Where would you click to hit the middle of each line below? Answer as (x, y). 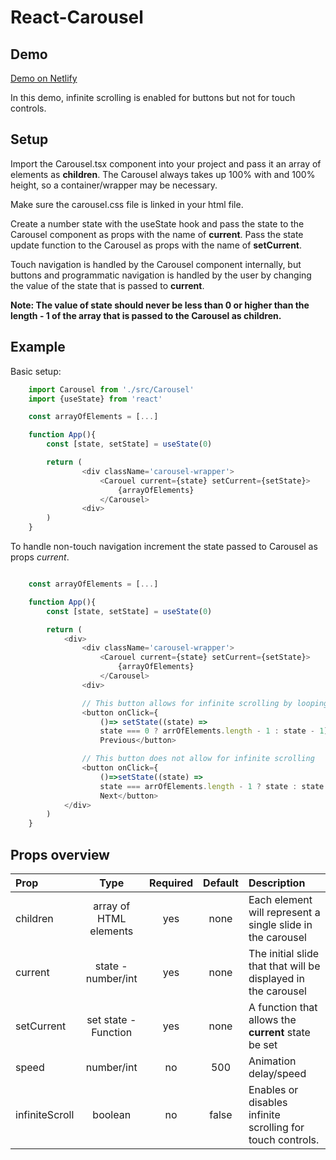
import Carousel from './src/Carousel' (111, 389)
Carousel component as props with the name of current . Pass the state (157, 234)
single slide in (280, 924)
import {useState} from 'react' (95, 399)
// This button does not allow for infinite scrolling (198, 759)
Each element (280, 899)
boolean (112, 1114)
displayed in (276, 978)
